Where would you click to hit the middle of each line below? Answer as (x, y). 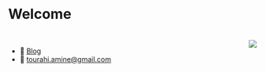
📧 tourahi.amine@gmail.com (65, 59)
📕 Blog (30, 51)
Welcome (40, 14)
